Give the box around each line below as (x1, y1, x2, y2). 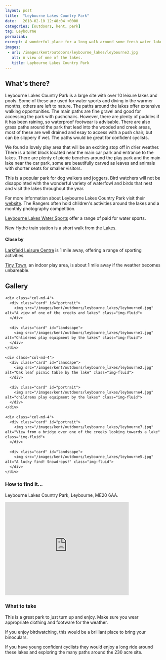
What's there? (5, 79, 50, 88)
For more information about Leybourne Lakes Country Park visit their (5, 195, 145, 201)
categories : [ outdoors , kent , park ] (5, 24, 81, 29)
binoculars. (5, 634, 28, 640)
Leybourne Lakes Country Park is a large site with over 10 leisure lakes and (5, 92, 158, 99)
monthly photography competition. (5, 206, 76, 212)
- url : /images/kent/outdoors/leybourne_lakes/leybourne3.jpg (7, 50, 138, 55)
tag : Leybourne (5, 29, 37, 34)
